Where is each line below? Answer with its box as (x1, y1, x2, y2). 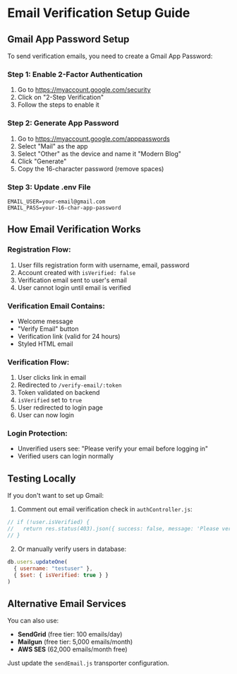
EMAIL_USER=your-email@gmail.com (7, 198, 106, 205)
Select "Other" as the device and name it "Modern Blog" (17, 149, 182, 158)
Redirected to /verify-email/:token (17, 380, 122, 390)
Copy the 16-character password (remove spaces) (17, 164, 164, 173)
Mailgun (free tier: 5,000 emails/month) (17, 638, 133, 646)
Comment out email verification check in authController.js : (17, 505, 193, 513)
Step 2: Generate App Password (7, 118, 119, 128)
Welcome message (17, 317, 74, 325)
